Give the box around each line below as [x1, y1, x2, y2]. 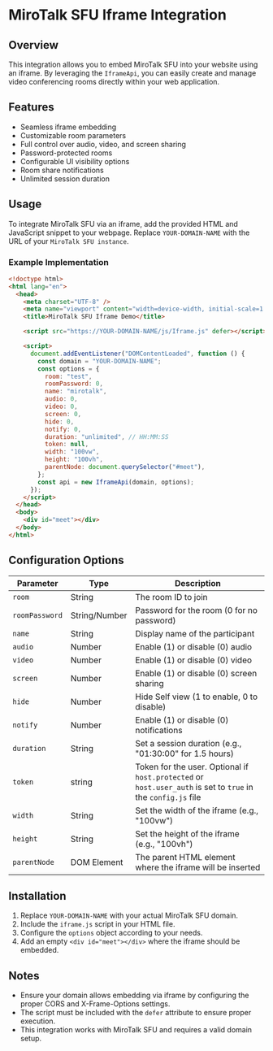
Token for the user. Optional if [135, 761, 249, 772]
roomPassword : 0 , [44, 380, 104, 388]
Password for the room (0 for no [135, 604, 258, 615]
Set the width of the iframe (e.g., [135, 805, 258, 816]
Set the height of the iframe [135, 827, 240, 839]
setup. [19, 1034, 42, 1044]
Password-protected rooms [19, 148, 113, 158]
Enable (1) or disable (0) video [135, 654, 253, 666]
